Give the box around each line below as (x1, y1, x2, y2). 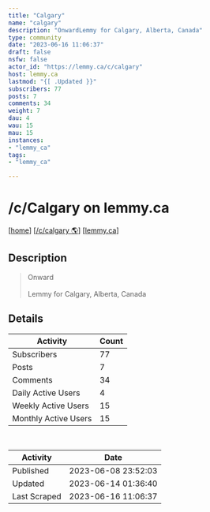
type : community (8, 33, 62, 42)
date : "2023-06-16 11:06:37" (8, 41, 104, 49)
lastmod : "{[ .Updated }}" (8, 77, 97, 85)
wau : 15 (8, 121, 34, 129)
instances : (8, 136, 44, 144)
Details (8, 312, 43, 326)
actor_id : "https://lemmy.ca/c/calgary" (8, 63, 144, 71)
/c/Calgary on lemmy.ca (8, 199, 170, 217)
